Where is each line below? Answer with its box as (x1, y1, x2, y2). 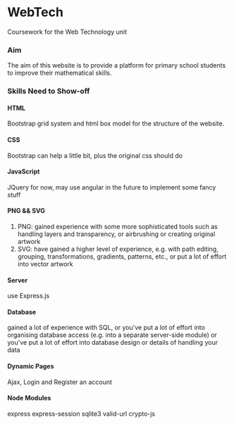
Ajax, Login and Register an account (7, 378, 113, 386)
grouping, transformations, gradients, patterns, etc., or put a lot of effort (17, 252, 227, 261)
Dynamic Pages (7, 362, 54, 370)
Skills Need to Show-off (7, 86, 90, 96)
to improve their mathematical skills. (7, 68, 112, 78)
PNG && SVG (7, 207, 46, 215)
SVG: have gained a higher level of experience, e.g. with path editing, (17, 245, 218, 253)
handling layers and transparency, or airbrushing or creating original (17, 230, 216, 238)
